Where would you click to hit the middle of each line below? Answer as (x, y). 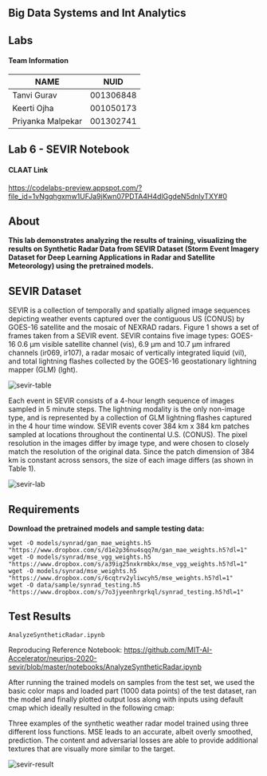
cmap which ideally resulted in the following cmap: (92, 707)
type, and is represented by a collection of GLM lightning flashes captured (130, 418)
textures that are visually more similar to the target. (92, 748)
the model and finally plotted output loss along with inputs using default (126, 699)
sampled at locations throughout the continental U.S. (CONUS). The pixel (128, 435)
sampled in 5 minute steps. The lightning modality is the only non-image (127, 409)
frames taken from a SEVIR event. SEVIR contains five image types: (119, 336)
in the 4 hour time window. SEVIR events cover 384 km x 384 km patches (129, 426)
